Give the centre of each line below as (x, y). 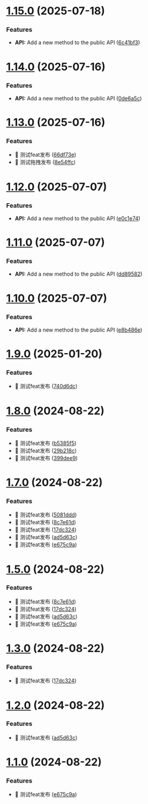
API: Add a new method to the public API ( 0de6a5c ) (78, 98)
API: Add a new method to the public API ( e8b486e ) (78, 330)
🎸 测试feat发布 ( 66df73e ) (45, 155)
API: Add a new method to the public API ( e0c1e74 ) (78, 218)
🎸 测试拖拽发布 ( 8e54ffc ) (45, 162)
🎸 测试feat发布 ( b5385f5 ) (45, 443)
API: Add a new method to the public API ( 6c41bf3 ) (78, 42)
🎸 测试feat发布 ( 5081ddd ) (46, 515)
